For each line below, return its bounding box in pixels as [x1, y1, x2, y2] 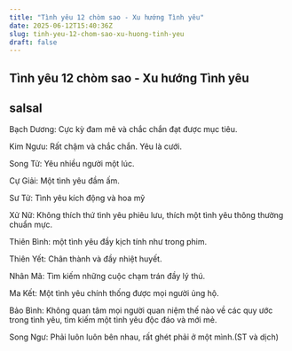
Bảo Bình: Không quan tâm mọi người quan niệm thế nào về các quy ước [9, 305, 273, 316]
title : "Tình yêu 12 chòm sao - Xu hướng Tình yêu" [9, 12, 204, 22]
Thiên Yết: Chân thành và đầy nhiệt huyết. [9, 253, 162, 264]
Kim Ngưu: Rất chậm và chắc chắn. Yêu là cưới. [9, 141, 182, 152]
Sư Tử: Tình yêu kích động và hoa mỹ [9, 192, 146, 204]
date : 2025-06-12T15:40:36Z [9, 21, 114, 30]
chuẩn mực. [9, 219, 53, 230]
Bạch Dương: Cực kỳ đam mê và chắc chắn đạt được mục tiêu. [9, 124, 238, 135]
